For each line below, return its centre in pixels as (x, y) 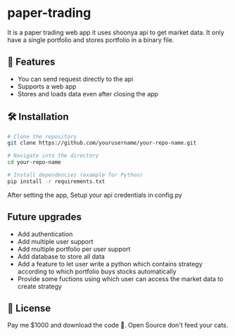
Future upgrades (45, 217)
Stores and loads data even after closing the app (88, 93)
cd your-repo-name (34, 162)
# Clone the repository (42, 136)
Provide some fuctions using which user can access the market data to (120, 278)
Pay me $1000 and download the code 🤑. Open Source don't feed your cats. (118, 325)
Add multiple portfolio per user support (74, 249)
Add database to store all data (61, 256)
